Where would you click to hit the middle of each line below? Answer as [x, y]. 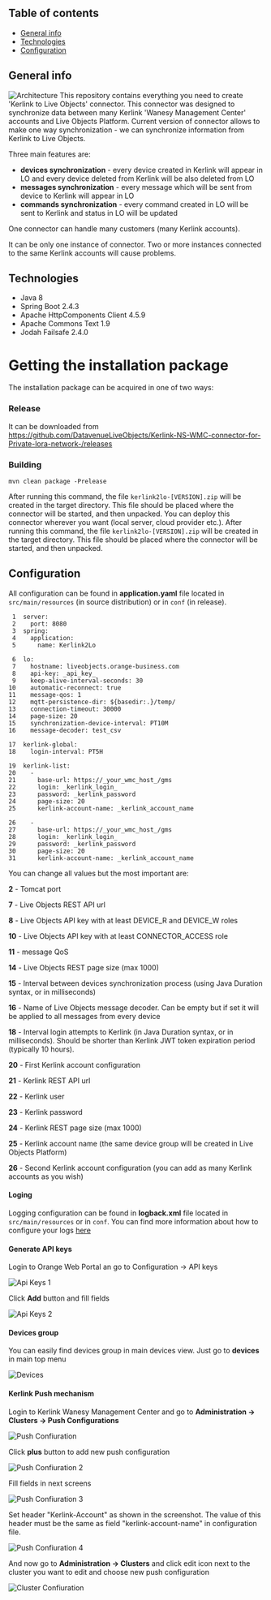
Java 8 [31, 298]
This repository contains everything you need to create [151, 95]
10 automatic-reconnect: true [65, 688]
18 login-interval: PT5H [56, 751]
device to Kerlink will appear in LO [77, 196]
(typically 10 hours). [41, 1049]
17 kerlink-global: [43, 744]
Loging [20, 1195]
